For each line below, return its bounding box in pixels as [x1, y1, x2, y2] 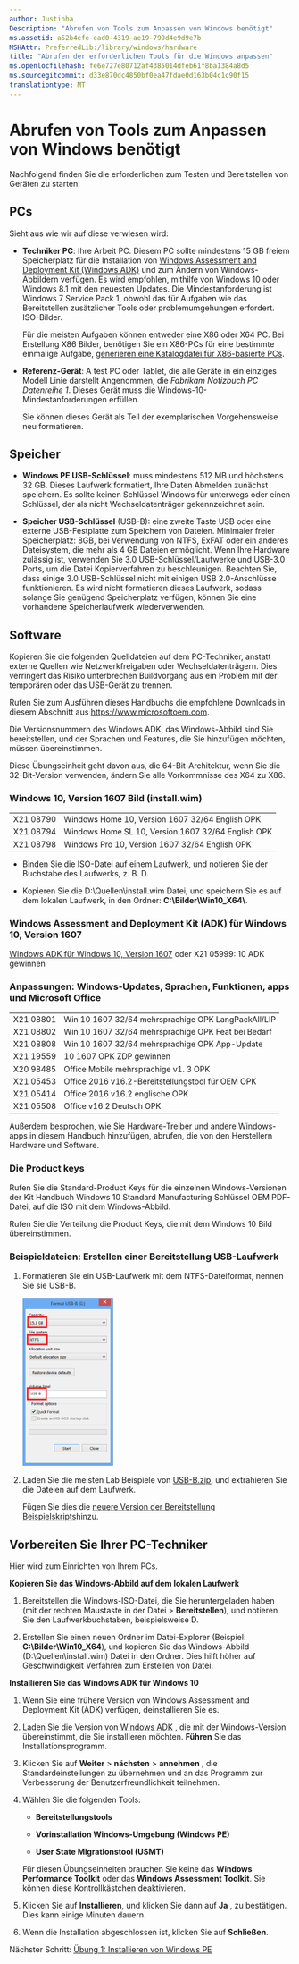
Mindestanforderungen [21, 394, 107, 404]
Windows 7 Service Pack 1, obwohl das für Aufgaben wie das [21, 292, 247, 303]
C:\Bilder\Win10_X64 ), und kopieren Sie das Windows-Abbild [21, 1641, 250, 1652]
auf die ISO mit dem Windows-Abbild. [32, 1201, 171, 1212]
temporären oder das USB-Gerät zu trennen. [9, 680, 173, 690]
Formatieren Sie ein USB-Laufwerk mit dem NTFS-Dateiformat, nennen [21, 1271, 284, 1282]
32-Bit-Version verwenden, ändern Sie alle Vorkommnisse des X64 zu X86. [9, 770, 286, 781]
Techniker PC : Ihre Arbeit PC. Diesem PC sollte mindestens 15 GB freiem [21, 245, 290, 256]
